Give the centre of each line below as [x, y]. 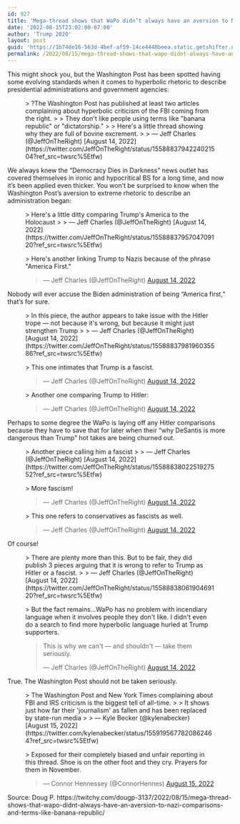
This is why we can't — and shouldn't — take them [117, 646]
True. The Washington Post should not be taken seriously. [92, 681]
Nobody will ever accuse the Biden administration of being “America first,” [116, 294]
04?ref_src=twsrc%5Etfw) [64, 156]
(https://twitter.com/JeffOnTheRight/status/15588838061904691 [120, 587]
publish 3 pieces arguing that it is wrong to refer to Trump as [114, 565]
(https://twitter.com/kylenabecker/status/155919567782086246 [119, 733]
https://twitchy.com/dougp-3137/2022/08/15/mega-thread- [144, 797]
